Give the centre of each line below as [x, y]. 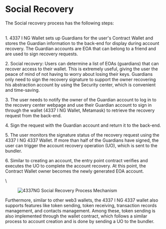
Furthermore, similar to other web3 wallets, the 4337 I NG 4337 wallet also [82, 200]
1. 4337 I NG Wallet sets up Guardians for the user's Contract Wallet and [79, 38]
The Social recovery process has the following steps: [60, 23]
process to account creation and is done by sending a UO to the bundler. [80, 221]
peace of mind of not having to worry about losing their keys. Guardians [79, 74]
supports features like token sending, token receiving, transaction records [81, 205]
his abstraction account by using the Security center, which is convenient [81, 85]
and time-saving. [22, 90]
